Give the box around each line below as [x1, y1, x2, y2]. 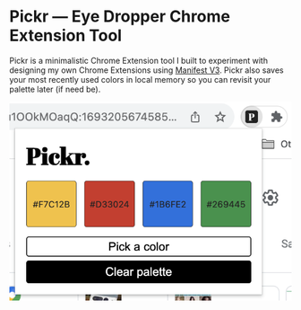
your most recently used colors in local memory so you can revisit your [9, 74, 271, 84]
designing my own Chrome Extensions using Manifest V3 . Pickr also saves [9, 65, 284, 75]
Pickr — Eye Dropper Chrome [9, 6, 231, 27]
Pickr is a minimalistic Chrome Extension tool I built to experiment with [9, 55, 269, 66]
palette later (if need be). [9, 84, 101, 94]
